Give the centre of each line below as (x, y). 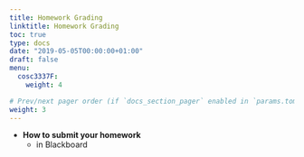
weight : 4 (44, 85)
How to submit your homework (82, 135)
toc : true (28, 34)
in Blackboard (62, 144)
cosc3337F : (38, 77)
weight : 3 (28, 109)
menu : (19, 69)
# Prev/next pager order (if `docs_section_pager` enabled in (129, 101)
